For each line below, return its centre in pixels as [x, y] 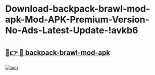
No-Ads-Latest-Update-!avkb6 [72, 30]
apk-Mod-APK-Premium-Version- [77, 20]
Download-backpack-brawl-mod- [78, 9]
